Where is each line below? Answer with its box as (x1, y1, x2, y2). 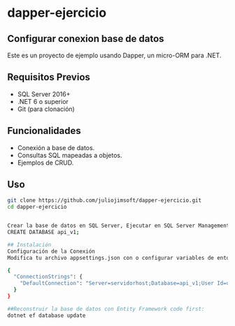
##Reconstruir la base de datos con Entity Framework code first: (7, 305, 205, 312)
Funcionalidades (7, 125, 82, 137)
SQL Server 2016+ (17, 89, 71, 98)
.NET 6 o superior (17, 97, 69, 105)
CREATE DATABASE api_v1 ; (7, 229, 80, 236)
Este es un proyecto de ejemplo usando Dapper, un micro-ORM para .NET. (7, 51, 222, 59)
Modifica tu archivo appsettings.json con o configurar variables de (7, 254, 215, 261)
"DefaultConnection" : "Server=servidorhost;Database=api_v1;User (20, 280, 215, 287)
